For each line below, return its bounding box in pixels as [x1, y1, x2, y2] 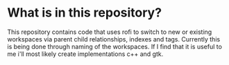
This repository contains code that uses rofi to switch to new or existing [7, 28, 212, 36]
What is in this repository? [7, 5, 162, 21]
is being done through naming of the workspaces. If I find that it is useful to [7, 42, 222, 50]
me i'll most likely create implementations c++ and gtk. [7, 50, 164, 58]
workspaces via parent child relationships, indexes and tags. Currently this [7, 35, 221, 43]
